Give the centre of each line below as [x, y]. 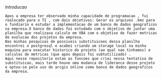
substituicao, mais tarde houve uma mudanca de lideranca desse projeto [80, 63]
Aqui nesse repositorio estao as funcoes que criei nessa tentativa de [79, 58]
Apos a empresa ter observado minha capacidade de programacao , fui [77, 16]
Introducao [16, 7]
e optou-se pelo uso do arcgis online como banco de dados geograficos [79, 67]
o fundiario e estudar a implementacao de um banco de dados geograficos [81, 24]
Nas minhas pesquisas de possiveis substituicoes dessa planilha [72, 41]
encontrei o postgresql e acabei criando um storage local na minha [76, 46]
